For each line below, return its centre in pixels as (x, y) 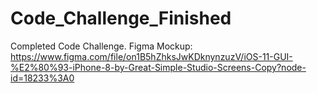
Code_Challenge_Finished (121, 18)
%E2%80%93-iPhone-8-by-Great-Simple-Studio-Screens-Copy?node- (158, 67)
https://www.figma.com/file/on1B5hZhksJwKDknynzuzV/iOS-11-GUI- (151, 56)
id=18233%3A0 (42, 78)
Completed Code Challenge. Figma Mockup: (101, 46)
